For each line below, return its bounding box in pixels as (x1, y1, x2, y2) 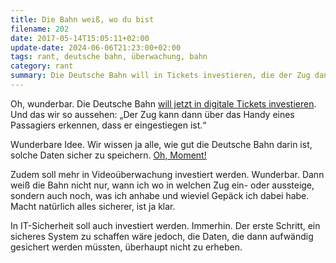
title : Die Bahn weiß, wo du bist (10, 14, 155, 25)
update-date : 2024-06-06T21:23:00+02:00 (10, 42, 182, 53)
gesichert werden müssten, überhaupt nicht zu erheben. (10, 241, 243, 253)
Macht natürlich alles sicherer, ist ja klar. (10, 200, 176, 212)
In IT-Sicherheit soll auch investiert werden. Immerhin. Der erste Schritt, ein (10, 219, 321, 231)
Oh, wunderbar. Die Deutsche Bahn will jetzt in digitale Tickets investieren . (10, 97, 317, 110)
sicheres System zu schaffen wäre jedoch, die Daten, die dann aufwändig (10, 230, 314, 242)
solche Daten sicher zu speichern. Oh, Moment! (10, 149, 207, 161)
